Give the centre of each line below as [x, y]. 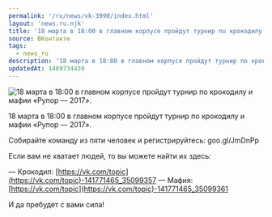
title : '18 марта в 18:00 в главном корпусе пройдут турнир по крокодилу [136, 31]
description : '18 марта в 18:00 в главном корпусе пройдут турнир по [128, 62]
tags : [17, 46]
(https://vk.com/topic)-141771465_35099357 [83, 180]
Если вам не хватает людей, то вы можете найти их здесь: [110, 155]
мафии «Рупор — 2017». [50, 124]
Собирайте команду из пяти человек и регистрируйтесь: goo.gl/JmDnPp [134, 140]
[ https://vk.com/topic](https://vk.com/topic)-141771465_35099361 [119, 189]
